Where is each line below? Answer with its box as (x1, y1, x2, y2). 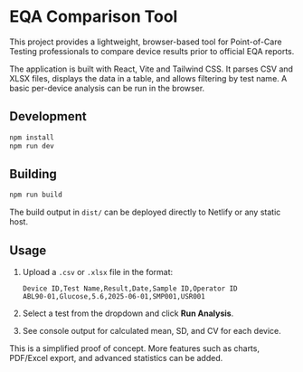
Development (9, 109, 88, 124)
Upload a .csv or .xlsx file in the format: (22, 267, 174, 277)
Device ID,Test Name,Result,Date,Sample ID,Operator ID (22, 284, 238, 293)
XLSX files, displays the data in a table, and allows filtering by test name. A (9, 72, 288, 83)
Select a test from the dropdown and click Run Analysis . (22, 308, 234, 319)
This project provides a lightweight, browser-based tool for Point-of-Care (9, 36, 282, 47)
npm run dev (9, 141, 54, 150)
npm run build (9, 190, 63, 200)
